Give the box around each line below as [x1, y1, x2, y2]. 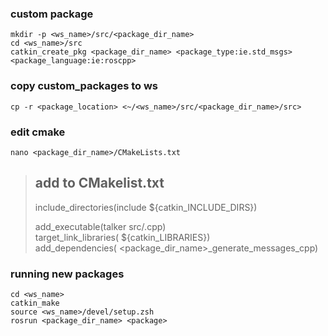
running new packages [10, 267, 125, 281]
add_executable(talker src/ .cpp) [34, 220, 167, 232]
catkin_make [10, 298, 60, 308]
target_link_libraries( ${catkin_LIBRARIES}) [34, 231, 211, 243]
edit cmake [10, 125, 66, 139]
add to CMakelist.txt [34, 175, 165, 192]
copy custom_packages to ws [10, 79, 159, 93]
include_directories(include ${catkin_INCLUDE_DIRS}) [34, 201, 258, 213]
